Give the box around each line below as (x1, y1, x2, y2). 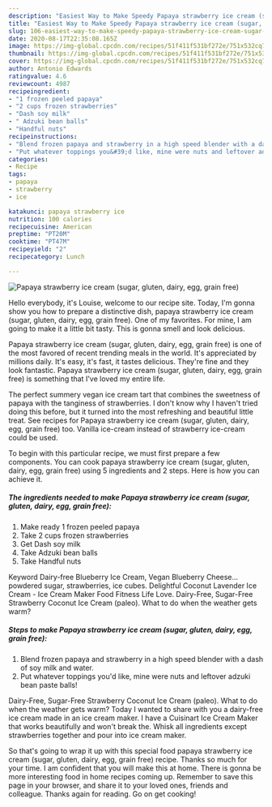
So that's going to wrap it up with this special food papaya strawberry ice (8, 745, 253, 755)
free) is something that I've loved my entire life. (8, 374, 166, 384)
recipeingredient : (8, 87, 70, 96)
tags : (8, 170, 27, 178)
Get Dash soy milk (19, 539, 81, 548)
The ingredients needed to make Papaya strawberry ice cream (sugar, (8, 492, 250, 503)
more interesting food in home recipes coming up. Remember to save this (8, 771, 253, 781)
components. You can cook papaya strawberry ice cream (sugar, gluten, (8, 457, 250, 466)
